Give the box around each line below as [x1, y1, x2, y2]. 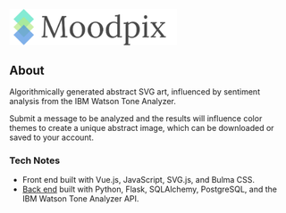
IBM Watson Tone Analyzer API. [21, 193, 139, 204]
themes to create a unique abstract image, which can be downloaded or [9, 123, 274, 134]
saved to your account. [9, 132, 94, 143]
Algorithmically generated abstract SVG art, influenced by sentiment [9, 86, 261, 97]
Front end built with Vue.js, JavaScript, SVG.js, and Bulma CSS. [21, 175, 256, 185]
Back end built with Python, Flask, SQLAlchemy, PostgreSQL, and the [21, 184, 277, 195]
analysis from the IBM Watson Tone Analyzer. [9, 96, 177, 107]
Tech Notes [9, 154, 61, 167]
